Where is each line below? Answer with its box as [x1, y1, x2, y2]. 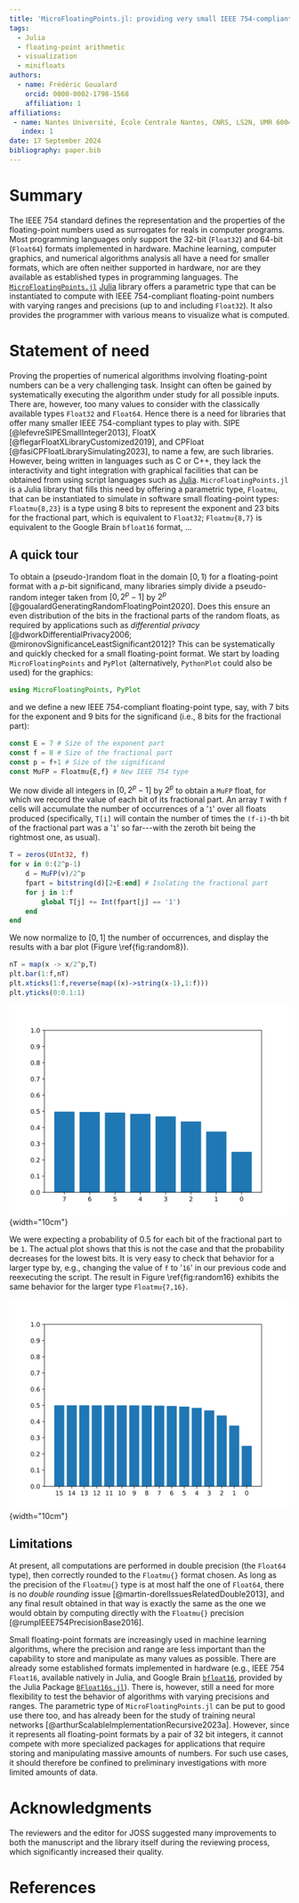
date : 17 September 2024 [9, 136, 101, 146]
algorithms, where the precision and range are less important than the [9, 1644, 265, 1654]
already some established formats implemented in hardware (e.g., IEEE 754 [9, 1662, 285, 1673]
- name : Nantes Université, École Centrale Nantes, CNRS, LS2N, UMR [12, 118, 273, 127]
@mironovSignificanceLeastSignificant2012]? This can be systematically [9, 639, 276, 649]
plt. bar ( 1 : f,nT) [9, 969, 69, 979]
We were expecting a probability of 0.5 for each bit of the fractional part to [9, 1234, 282, 1245]
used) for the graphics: [9, 667, 93, 678]
